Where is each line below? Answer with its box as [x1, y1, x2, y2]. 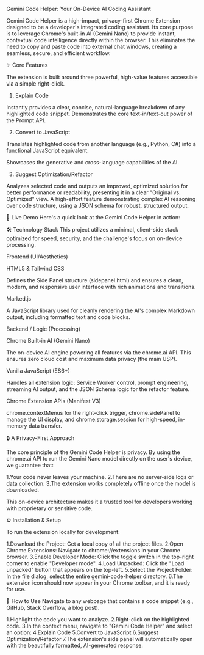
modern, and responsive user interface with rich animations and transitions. [6, 284, 196, 290]
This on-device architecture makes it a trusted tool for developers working [6, 498, 193, 505]
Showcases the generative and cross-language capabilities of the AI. [6, 159, 180, 166]
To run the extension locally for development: [6, 529, 120, 535]
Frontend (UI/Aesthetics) [6, 253, 68, 260]
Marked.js [6, 295, 32, 302]
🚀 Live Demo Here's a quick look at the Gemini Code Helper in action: [6, 214, 181, 221]
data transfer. [28, 422, 62, 430]
